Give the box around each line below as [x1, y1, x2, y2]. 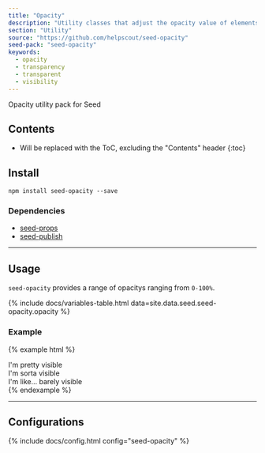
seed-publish [19, 232, 63, 241]
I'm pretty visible [8, 360, 63, 369]
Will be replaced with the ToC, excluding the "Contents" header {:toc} [19, 143, 246, 153]
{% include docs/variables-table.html [8, 298, 129, 308]
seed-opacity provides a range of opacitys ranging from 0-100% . [8, 283, 215, 293]
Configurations [8, 415, 84, 428]
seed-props [19, 223, 58, 233]
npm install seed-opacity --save [8, 187, 118, 195]
